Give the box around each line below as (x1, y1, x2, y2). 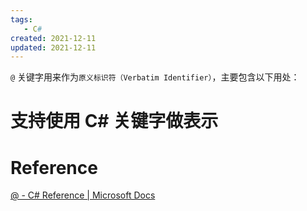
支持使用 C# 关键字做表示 (10, 110, 219, 133)
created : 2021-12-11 (10, 33, 97, 43)
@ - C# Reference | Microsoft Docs (10, 189, 156, 201)
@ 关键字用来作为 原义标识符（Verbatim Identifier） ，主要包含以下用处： (10, 71, 300, 83)
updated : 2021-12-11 (10, 42, 97, 53)
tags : (10, 14, 33, 25)
